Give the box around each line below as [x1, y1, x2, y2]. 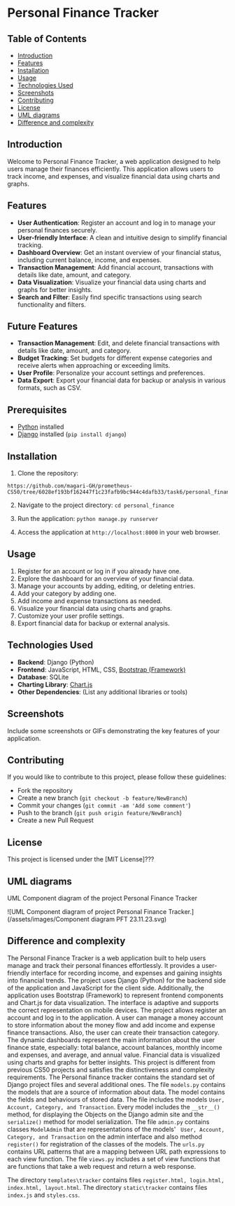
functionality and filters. [17, 300, 86, 309]
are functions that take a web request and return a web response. [7, 1162, 197, 1170]
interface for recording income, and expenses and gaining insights [31, 969, 222, 977]
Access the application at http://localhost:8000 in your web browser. [17, 528, 220, 536]
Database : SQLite [17, 672, 69, 681]
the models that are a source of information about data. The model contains [7, 1088, 225, 1096]
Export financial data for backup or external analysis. [17, 618, 170, 628]
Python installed [17, 422, 64, 431]
